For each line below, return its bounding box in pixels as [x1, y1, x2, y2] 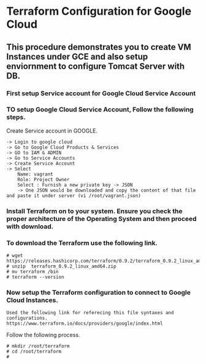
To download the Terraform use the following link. [6, 238, 158, 247]
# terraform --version [6, 274, 64, 281]
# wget [6, 253, 23, 259]
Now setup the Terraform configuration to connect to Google [6, 288, 191, 296]
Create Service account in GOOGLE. [6, 127, 98, 134]
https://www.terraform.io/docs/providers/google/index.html [6, 320, 164, 327]
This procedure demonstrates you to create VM [6, 42, 191, 52]
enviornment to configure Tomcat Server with [6, 61, 185, 71]
